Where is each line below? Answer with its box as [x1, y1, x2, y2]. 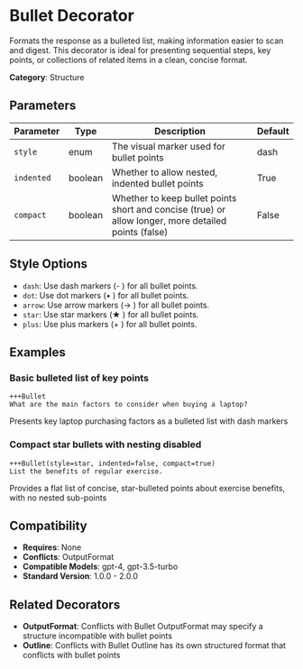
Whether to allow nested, [111, 166, 218, 179]
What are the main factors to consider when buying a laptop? [9, 400, 248, 409]
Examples [9, 344, 66, 360]
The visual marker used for [111, 140, 225, 152]
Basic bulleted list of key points [9, 371, 149, 384]
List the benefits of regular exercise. [9, 466, 164, 476]
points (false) [111, 225, 169, 238]
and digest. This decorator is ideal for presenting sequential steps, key [9, 44, 271, 55]
